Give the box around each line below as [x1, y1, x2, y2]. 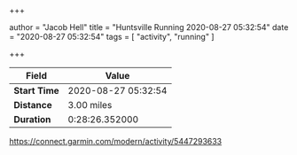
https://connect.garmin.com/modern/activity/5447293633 [9, 136, 223, 146]
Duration [13, 113, 51, 125]
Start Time [13, 85, 59, 97]
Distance [13, 99, 52, 111]
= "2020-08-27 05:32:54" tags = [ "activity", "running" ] [9, 32, 215, 42]
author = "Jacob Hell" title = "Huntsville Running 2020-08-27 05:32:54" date [9, 22, 289, 32]
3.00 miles [67, 99, 113, 111]
